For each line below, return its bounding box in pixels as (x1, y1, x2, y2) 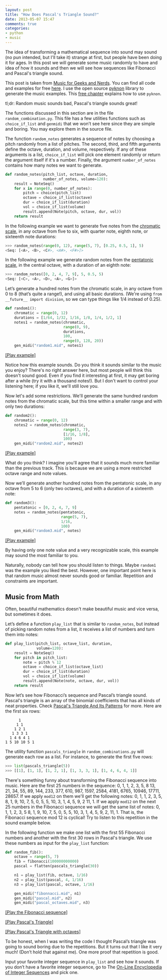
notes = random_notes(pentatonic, (14, 510, 86, 515)
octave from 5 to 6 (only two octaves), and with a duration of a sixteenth (5, 485, 154, 492)
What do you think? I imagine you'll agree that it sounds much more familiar (5, 460, 160, 466)
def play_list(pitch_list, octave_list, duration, (5, 641, 113, 646)
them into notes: (5, 632, 39, 638)
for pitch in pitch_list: (14, 655, 68, 660)
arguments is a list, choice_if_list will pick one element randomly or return (5, 151, 161, 158)
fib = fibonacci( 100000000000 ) (14, 859, 79, 864)
